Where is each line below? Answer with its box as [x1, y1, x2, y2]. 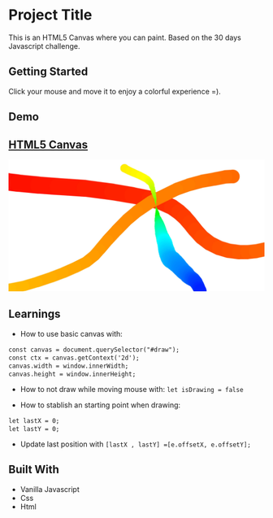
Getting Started [8, 65, 89, 79]
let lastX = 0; [8, 416, 60, 424]
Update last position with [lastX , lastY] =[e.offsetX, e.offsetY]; [19, 439, 252, 449]
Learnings [8, 307, 61, 321]
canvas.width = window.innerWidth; [8, 362, 129, 370]
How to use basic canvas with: [19, 329, 123, 338]
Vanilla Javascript [19, 484, 80, 494]
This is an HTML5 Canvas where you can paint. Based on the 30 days [8, 33, 241, 42]
